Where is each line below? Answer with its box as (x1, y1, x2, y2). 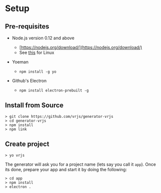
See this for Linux (19, 49, 55, 55)
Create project (5, 140, 49, 148)
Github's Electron (12, 78, 47, 83)
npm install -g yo (19, 69, 57, 74)
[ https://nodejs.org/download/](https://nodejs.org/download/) (19, 45, 143, 50)
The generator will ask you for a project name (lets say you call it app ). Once (5, 161, 156, 167)
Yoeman (12, 59, 29, 64)
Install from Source (5, 101, 64, 110)
